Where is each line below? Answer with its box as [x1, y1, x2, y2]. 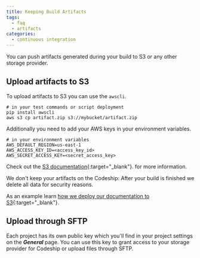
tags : [6, 14, 20, 20]
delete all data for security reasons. [6, 181, 94, 188]
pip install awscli [6, 109, 55, 116]
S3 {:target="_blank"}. [6, 199, 60, 206]
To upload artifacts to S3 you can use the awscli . [6, 92, 127, 99]
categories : [6, 31, 36, 37]
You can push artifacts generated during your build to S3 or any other [6, 53, 177, 60]
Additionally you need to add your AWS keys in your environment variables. [6, 125, 192, 132]
